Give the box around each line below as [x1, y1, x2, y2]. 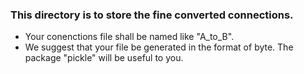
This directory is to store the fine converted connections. [10, 8, 294, 22]
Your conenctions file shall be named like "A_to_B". [24, 31, 235, 43]
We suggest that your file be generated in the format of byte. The [24, 41, 294, 53]
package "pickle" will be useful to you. [24, 52, 184, 64]
